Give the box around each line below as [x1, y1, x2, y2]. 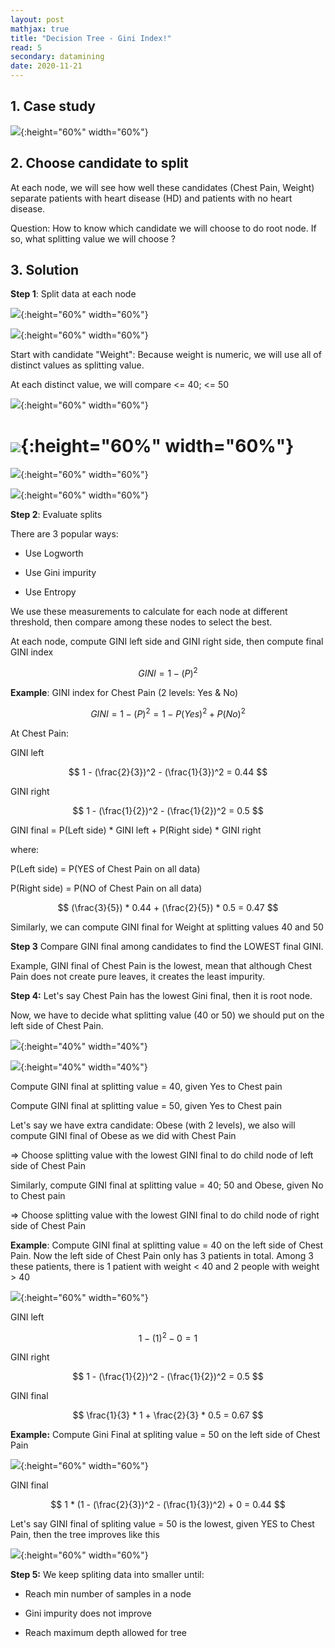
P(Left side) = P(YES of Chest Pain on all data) [10, 862, 201, 875]
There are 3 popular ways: [10, 528, 119, 540]
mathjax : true [10, 24, 70, 34]
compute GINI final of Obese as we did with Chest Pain [10, 1129, 237, 1141]
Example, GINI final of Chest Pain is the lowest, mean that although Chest [10, 959, 313, 971]
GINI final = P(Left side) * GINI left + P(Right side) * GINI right [10, 824, 262, 836]
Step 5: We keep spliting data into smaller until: [10, 1569, 205, 1581]
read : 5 [10, 42, 43, 53]
